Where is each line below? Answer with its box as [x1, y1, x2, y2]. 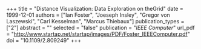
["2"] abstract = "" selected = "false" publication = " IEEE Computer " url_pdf [6, 24, 195, 31]
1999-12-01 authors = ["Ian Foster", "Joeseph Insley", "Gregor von [6, 11, 171, 19]
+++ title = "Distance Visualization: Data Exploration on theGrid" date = [6, 5, 183, 12]
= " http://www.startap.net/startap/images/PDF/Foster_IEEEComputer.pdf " [6, 30, 191, 38]
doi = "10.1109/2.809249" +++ [6, 37, 82, 44]
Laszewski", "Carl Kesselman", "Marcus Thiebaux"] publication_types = [6, 18, 185, 24]
